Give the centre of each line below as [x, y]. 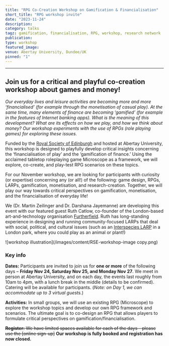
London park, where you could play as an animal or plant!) [65, 232]
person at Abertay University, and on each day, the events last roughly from [83, 277]
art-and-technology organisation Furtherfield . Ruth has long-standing [77, 216]
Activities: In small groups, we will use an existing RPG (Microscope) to [79, 303]
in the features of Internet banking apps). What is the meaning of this [77, 118]
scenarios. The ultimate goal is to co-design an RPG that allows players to [82, 313]
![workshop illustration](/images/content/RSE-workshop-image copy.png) [82, 242]
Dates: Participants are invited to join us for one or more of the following [80, 266]
